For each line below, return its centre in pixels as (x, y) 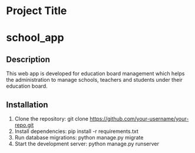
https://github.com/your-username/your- (139, 119)
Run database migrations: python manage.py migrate (79, 137)
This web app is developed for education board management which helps (95, 74)
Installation (27, 104)
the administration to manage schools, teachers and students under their (94, 80)
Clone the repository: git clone (51, 119)
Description (28, 59)
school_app (35, 38)
